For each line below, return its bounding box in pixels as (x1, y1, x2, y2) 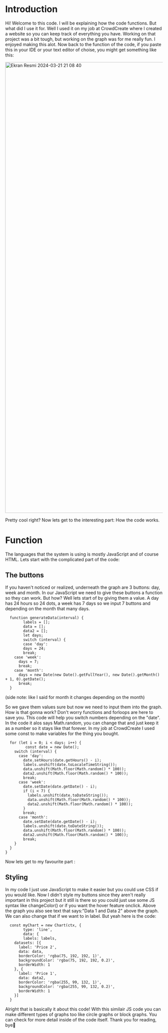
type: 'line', (23, 927, 52, 932)
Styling (5, 873, 28, 882)
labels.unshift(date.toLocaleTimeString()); (23, 762, 117, 767)
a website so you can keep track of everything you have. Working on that (5, 31, 156, 37)
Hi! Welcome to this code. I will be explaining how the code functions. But (5, 20, 156, 26)
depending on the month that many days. (5, 605, 90, 612)
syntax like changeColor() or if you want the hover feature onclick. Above (5, 902, 156, 908)
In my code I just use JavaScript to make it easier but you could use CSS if (5, 886, 158, 892)
